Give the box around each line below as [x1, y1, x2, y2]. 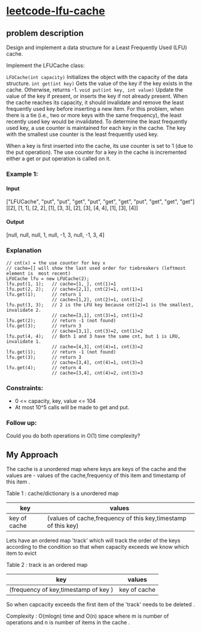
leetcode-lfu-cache [6, 4, 105, 18]
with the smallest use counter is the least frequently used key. [6, 130, 159, 138]
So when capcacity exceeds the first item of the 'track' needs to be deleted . [6, 601, 195, 608]
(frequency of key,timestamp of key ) [9, 585, 114, 594]
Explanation [6, 247, 42, 255]
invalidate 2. [6, 307, 42, 313]
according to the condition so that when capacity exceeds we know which [6, 543, 190, 551]
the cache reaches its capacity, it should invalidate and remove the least [6, 99, 184, 106]
